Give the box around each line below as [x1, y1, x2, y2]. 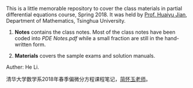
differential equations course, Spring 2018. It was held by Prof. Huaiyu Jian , [6, 11, 187, 18]
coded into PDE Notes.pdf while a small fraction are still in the [14, 35, 164, 41]
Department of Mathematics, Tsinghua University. [6, 17, 126, 24]
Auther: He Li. [6, 64, 40, 71]
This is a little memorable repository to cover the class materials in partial [6, 5, 182, 12]
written [14, 41, 32, 48]
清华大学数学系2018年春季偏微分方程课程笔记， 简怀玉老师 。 [6, 76, 151, 82]
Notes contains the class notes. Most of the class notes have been [14, 29, 175, 36]
